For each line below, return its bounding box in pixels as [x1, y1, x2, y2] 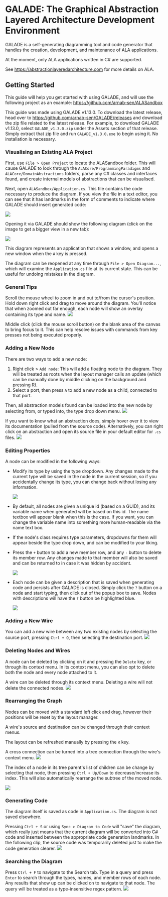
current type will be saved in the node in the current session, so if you [12, 473, 157, 479]
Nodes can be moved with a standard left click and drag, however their [5, 709, 152, 715]
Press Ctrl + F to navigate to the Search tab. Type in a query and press [5, 869, 153, 875]
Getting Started [5, 81, 55, 89]
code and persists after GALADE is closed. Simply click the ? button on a [12, 584, 162, 591]
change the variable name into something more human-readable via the [12, 519, 161, 525]
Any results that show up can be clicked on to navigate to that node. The [5, 880, 155, 886]
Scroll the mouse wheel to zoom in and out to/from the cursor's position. [5, 295, 155, 301]
